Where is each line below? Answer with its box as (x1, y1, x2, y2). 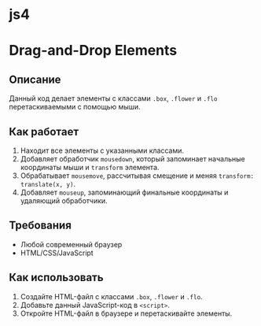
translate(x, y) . (20, 180, 76, 188)
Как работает (9, 124, 79, 139)
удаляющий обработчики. (20, 196, 108, 206)
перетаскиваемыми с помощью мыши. (9, 102, 141, 112)
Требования (9, 219, 72, 232)
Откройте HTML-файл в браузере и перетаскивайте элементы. (20, 309, 233, 318)
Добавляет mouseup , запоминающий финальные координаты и (20, 187, 229, 197)
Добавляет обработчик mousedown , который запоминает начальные (20, 154, 246, 163)
